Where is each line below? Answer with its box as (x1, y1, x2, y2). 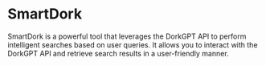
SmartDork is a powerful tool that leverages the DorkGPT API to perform (7, 31, 247, 41)
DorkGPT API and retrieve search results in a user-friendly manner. (7, 48, 230, 58)
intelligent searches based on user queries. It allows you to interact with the (7, 39, 258, 49)
